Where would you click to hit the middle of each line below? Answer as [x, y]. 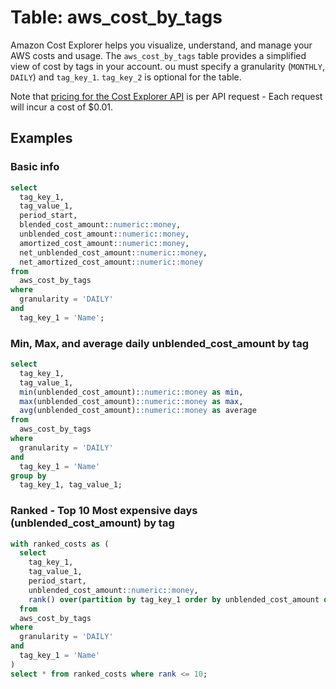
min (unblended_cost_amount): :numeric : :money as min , [131, 392]
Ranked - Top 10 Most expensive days [104, 511]
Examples [41, 138]
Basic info [35, 167]
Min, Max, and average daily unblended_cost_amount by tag [160, 343]
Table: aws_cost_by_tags [116, 17]
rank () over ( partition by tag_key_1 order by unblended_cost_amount [174, 599]
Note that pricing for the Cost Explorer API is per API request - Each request [166, 96]
